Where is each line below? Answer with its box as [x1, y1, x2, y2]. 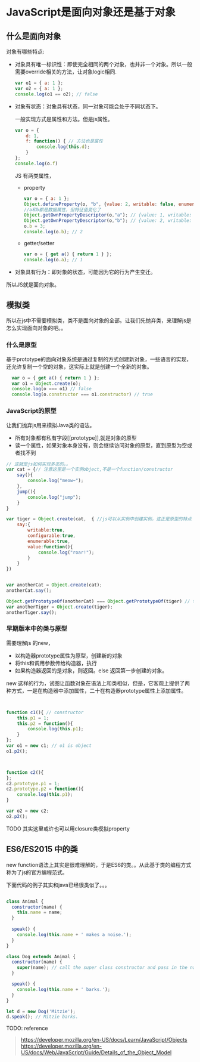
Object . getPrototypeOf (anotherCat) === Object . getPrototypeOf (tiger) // [6, 598, 190, 604]
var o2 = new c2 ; [6, 808, 49, 814]
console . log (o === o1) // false [11, 386, 92, 392]
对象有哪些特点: [6, 48, 45, 55]
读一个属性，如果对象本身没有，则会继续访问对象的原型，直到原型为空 [14, 442, 187, 449]
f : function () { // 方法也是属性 [26, 138, 103, 144]
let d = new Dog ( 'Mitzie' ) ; [6, 1008, 76, 1014]
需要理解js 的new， [6, 639, 54, 646]
